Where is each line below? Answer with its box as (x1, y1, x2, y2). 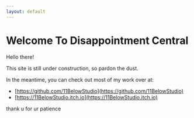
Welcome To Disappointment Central (6, 33, 189, 47)
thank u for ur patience (6, 105, 61, 112)
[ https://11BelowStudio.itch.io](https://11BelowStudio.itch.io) (14, 93, 158, 100)
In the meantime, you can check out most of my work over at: (6, 76, 154, 83)
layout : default (6, 8, 46, 15)
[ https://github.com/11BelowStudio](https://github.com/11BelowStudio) (14, 87, 184, 95)
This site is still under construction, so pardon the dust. (6, 65, 138, 72)
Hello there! (6, 53, 34, 60)
